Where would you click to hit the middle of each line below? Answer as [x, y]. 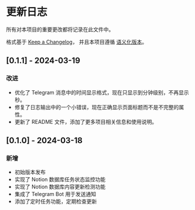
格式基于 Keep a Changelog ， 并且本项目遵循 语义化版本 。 [77, 42]
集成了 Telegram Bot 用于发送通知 [55, 194]
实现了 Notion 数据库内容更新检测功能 [60, 187]
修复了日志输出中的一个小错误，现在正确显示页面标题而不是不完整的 [97, 107]
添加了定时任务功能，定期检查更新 [56, 201]
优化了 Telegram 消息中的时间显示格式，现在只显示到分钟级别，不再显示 [102, 92]
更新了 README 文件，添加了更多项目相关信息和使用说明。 [85, 121]
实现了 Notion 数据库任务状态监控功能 [60, 179]
